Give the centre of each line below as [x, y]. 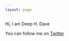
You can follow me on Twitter [35, 33]
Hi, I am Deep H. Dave [28, 24]
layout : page [18, 10]
